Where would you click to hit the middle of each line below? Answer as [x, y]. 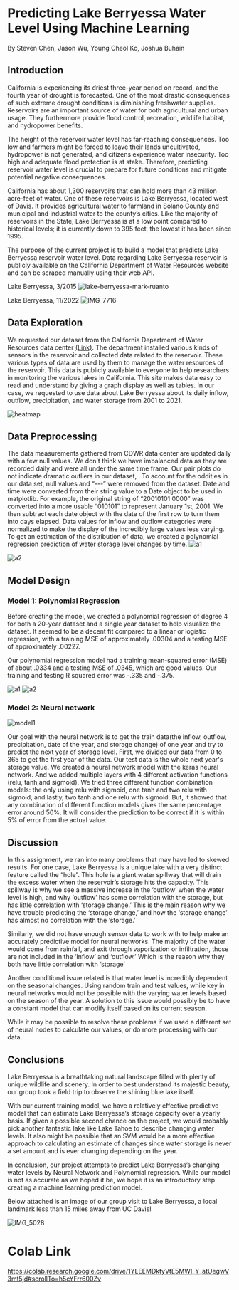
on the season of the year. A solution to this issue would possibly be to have [119, 1001]
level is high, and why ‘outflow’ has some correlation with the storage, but [115, 898]
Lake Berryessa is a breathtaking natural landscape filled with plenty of [111, 1076]
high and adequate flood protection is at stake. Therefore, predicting [108, 162]
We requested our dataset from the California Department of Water [106, 340]
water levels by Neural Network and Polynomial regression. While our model [119, 1172]
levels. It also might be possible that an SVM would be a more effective [111, 1136]
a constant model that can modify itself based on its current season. [107, 1008]
